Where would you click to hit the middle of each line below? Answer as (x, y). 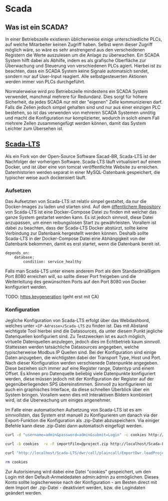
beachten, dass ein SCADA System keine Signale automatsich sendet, (77, 71)
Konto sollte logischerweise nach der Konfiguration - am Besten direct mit (81, 482)
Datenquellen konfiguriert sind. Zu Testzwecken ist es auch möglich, (76, 336)
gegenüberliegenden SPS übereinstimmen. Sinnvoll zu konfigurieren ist (78, 384)
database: (24, 257)
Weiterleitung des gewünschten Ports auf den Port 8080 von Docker (76, 282)
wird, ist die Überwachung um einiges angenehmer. (58, 400)
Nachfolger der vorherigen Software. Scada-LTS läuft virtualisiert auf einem (83, 161)
